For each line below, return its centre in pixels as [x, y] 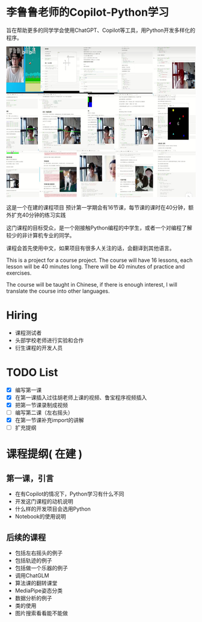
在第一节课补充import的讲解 [49, 420]
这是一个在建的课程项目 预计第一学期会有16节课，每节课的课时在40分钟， [97, 207]
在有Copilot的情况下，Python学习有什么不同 [69, 494]
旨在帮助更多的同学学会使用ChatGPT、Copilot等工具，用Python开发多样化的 [101, 30]
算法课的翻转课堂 [36, 583]
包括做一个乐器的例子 [41, 568]
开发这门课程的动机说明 [44, 502]
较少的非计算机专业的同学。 [41, 235]
